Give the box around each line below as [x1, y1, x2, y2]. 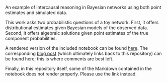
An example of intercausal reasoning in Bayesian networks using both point [5, 5, 161, 10]
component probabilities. [5, 35, 57, 41]
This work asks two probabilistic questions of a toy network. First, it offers [5, 20, 159, 25]
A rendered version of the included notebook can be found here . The [5, 45, 148, 51]
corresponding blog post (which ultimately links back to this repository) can [5, 50, 162, 56]
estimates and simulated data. [5, 10, 67, 16]
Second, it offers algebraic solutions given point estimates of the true [5, 30, 148, 36]
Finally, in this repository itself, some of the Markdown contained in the [5, 65, 152, 71]
